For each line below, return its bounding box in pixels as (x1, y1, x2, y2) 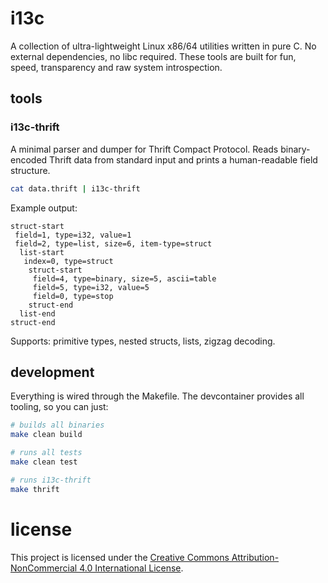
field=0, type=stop (32, 291, 114, 301)
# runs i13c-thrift (10, 475, 92, 485)
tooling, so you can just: (10, 401, 109, 413)
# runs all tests (10, 448, 83, 458)
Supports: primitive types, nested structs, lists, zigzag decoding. (10, 335, 276, 347)
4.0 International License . (79, 562, 184, 574)
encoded (10, 153, 48, 166)
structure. (10, 164, 51, 176)
